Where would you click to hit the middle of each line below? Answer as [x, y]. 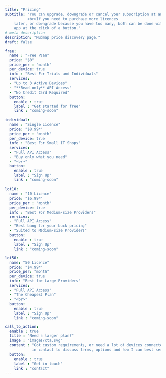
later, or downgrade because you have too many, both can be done [84, 24]
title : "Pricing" [23, 10]
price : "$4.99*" [26, 267]
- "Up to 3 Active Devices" [39, 83]
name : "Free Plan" [30, 55]
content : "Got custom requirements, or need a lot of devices [76, 345]
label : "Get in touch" [39, 364]
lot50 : [12, 258]
